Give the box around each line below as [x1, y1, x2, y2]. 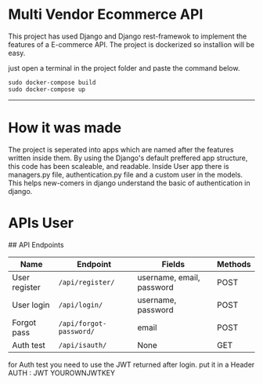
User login [12, 299, 50, 310]
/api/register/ [58, 277, 115, 287]
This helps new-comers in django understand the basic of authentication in [8, 178, 250, 188]
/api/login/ [58, 300, 103, 309]
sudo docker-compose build [8, 79, 96, 86]
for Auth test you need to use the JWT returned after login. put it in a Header [8, 360, 255, 369]
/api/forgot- [58, 319, 107, 327]
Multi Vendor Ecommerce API [8, 5, 204, 24]
